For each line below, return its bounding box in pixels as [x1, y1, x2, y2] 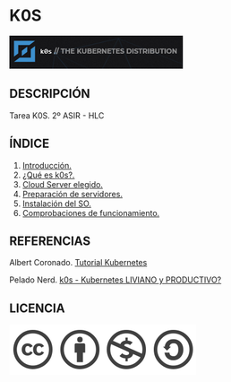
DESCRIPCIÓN [9, 86, 91, 101]
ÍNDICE [9, 136, 50, 152]
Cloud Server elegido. [21, 178, 103, 189]
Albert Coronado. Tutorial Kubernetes [9, 257, 148, 268]
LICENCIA [9, 300, 65, 316]
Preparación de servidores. [21, 188, 124, 199]
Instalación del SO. [21, 198, 92, 209]
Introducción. [21, 160, 72, 170]
